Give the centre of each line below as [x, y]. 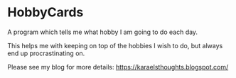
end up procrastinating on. [46, 53]
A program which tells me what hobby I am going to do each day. [102, 32]
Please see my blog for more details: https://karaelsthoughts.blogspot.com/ [118, 67]
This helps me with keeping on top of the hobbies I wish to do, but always [115, 45]
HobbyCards [45, 12]
